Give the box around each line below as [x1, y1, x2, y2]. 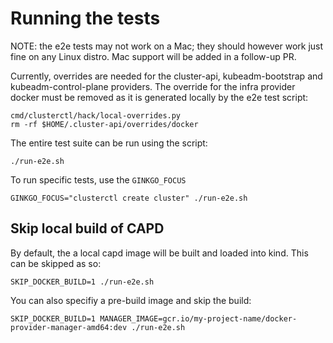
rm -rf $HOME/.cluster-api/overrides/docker [10, 119, 199, 129]
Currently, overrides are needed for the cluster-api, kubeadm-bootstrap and [10, 70, 323, 82]
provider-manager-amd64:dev [10, 322, 128, 332]
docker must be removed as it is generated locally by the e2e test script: [10, 91, 309, 103]
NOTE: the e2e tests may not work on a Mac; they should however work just [10, 40, 324, 52]
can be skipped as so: [10, 257, 102, 269]
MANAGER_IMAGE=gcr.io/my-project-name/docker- [99, 313, 298, 324]
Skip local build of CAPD [10, 220, 165, 237]
